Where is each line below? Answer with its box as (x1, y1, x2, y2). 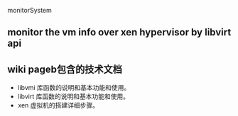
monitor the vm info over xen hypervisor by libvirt (7, 26, 232, 38)
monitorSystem (7, 6, 52, 14)
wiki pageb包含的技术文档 (7, 63, 123, 75)
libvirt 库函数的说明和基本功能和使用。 (17, 92, 130, 101)
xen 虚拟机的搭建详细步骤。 (17, 101, 99, 110)
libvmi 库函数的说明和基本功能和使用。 (17, 83, 131, 92)
